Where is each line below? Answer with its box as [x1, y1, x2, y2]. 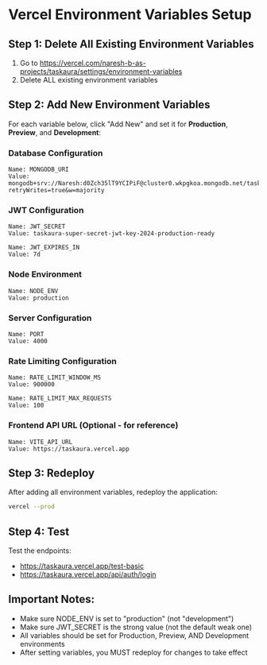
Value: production [8, 294, 69, 302]
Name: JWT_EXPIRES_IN [8, 244, 80, 252]
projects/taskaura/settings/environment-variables [19, 67, 183, 76]
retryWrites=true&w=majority [8, 187, 105, 195]
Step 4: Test [8, 524, 70, 538]
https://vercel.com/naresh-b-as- [39, 58, 147, 68]
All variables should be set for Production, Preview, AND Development [19, 630, 250, 640]
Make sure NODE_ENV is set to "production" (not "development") [19, 613, 234, 623]
